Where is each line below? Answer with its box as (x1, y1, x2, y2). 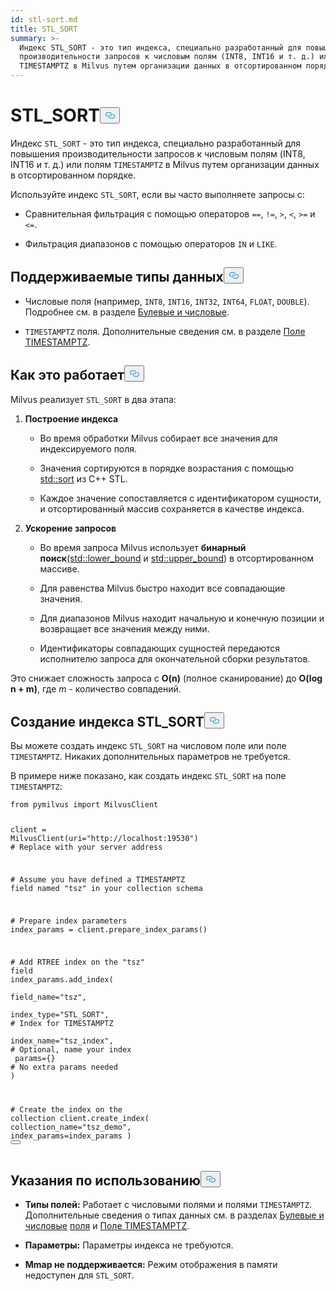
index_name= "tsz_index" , (10, 1036, 114, 1046)
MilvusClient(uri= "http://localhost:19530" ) (10, 834, 199, 844)
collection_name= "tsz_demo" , (10, 1122, 132, 1132)
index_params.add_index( (10, 974, 114, 985)
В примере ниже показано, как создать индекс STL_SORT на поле (10, 770, 287, 782)
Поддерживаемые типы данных (10, 269, 224, 286)
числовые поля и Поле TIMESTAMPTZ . (24, 1220, 190, 1232)
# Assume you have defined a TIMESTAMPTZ (10, 875, 186, 885)
